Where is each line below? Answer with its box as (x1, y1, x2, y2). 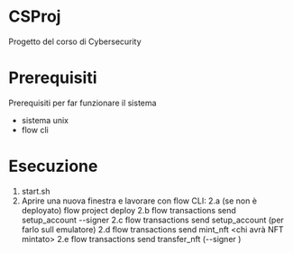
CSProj (8, 6, 61, 27)
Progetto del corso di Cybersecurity (8, 36, 142, 47)
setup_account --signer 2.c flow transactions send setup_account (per (21, 214, 285, 225)
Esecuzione (8, 156, 98, 176)
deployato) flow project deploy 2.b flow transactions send (21, 204, 236, 215)
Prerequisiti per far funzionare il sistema (8, 97, 157, 108)
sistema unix (21, 114, 69, 125)
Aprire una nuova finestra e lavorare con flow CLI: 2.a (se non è (21, 195, 258, 206)
